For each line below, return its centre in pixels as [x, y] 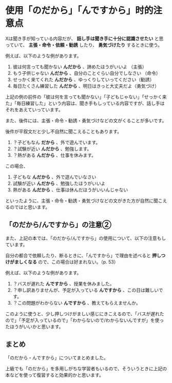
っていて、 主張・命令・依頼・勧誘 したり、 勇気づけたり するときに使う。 [84, 45]
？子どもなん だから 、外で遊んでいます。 [56, 142]
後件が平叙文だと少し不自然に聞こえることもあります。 [64, 131]
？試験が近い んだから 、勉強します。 [52, 149]
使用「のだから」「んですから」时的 [79, 11]
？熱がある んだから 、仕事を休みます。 [54, 155]
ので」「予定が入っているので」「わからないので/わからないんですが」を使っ [85, 320]
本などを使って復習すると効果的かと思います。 [54, 375]
